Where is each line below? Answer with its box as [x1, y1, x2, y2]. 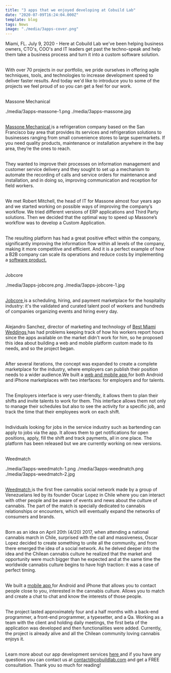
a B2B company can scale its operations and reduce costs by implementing [5, 251, 164, 257]
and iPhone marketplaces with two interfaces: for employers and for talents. [5, 377, 165, 383]
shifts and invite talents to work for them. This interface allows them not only [5, 398, 166, 404]
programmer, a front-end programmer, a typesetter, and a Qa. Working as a [5, 614, 164, 620]
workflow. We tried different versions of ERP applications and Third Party [5, 209, 159, 215]
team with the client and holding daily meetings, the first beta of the [5, 620, 148, 626]
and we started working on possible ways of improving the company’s [5, 203, 153, 210]
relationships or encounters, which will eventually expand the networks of [5, 508, 161, 514]
